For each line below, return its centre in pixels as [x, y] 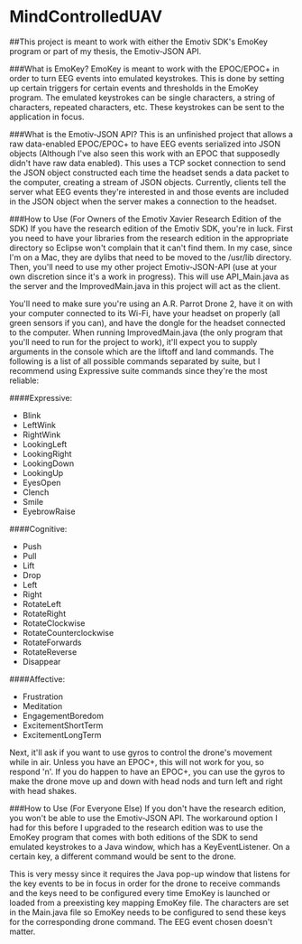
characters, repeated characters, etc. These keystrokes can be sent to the [147, 107]
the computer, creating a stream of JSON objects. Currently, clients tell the [148, 182]
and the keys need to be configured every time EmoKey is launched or [140, 893]
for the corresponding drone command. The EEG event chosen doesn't [141, 921]
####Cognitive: [38, 528]
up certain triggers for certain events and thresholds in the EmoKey [134, 88]
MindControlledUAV [86, 17]
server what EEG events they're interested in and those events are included [149, 192]
